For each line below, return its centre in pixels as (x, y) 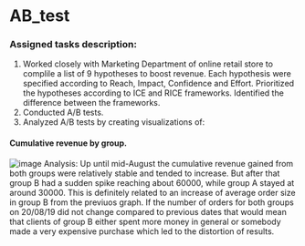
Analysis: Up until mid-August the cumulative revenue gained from (169, 163)
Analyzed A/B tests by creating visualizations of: (114, 122)
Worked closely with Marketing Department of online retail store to (148, 64)
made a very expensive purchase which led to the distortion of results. (142, 231)
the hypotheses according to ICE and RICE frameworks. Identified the (153, 93)
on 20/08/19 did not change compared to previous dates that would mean (148, 211)
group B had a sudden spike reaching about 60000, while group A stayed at (152, 182)
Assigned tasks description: (73, 45)
